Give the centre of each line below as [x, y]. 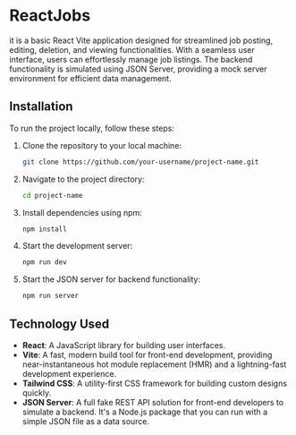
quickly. [37, 392]
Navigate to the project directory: [83, 179]
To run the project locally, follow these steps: [92, 128]
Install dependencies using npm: [82, 212]
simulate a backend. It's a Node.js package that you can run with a [145, 412]
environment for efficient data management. [90, 78]
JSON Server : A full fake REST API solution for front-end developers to [153, 402]
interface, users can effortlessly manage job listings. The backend [131, 59]
